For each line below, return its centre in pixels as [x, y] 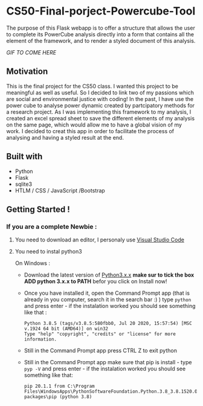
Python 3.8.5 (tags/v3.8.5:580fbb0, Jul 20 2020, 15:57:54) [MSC [108, 324]
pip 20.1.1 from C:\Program [59, 386]
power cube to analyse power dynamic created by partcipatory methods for [101, 105]
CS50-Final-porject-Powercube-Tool [101, 11]
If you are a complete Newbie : [52, 226]
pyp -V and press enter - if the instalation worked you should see [105, 369]
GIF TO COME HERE [31, 52]
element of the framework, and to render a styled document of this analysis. [101, 41]
